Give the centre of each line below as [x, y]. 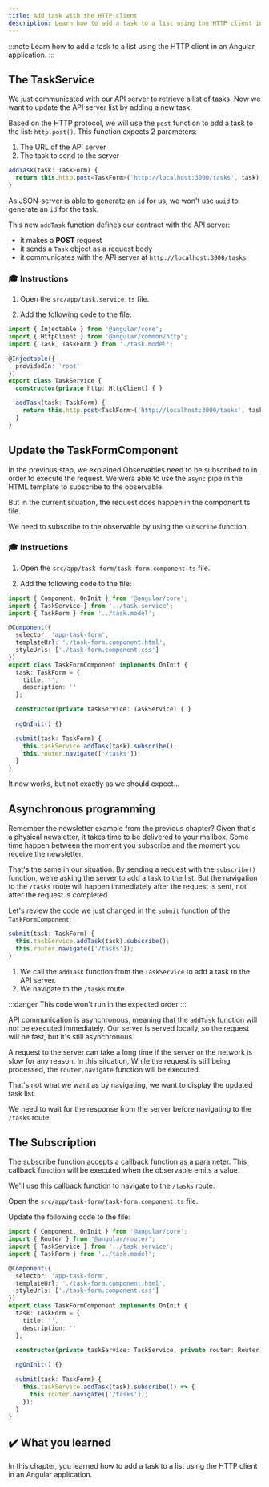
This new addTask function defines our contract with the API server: [119, 225]
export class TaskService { [55, 381]
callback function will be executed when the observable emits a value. [124, 1170]
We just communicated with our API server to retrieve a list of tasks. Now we [134, 99]
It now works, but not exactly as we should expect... [94, 784]
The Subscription [52, 1143]
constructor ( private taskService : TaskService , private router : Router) [139, 1350]
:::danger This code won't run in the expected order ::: [97, 1004]
